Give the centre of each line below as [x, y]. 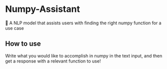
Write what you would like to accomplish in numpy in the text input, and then [84, 56]
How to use [23, 44]
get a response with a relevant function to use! [53, 61]
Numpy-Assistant [42, 9]
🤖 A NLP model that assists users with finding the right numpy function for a [83, 23]
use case [14, 28]
